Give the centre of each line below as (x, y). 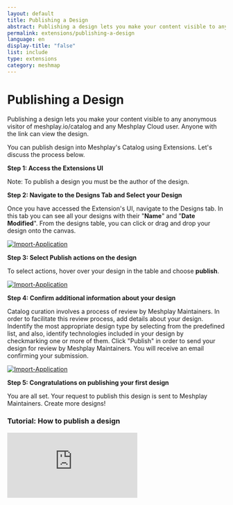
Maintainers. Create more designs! (57, 403)
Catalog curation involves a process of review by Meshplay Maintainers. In (113, 311)
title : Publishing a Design (48, 20)
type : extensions (32, 59)
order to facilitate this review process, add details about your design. (105, 318)
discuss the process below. (46, 154)
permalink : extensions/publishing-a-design (71, 33)
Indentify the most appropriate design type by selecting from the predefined (116, 326)
